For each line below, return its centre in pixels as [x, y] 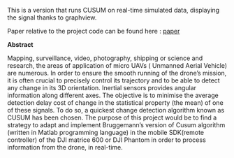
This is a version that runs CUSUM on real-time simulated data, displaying [114, 10]
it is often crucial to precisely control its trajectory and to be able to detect [114, 80]
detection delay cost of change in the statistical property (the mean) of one [115, 103]
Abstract [20, 44]
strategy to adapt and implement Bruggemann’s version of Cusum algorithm [116, 125]
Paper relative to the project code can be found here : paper [94, 31]
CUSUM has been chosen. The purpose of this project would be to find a [112, 117]
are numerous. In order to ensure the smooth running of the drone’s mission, [117, 73]
